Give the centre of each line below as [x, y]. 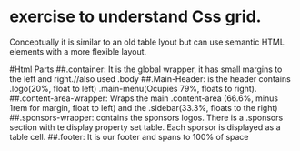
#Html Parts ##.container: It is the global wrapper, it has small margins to [146, 69]
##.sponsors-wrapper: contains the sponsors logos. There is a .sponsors [146, 117]
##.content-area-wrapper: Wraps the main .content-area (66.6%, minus [144, 98]
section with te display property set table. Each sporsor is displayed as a [145, 127]
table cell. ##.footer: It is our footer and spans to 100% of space [129, 136]
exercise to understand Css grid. [135, 17]
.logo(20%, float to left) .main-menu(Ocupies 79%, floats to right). [133, 88]
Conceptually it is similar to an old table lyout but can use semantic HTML [147, 42]
